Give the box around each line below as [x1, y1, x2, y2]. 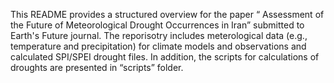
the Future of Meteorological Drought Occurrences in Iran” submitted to [10, 19, 305, 31]
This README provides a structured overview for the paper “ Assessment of [10, 9, 325, 20]
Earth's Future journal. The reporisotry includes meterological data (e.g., [10, 30, 308, 41]
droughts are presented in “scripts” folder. [10, 62, 184, 73]
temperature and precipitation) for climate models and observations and [10, 40, 307, 52]
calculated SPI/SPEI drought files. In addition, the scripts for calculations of [10, 51, 320, 63]
